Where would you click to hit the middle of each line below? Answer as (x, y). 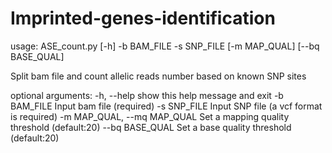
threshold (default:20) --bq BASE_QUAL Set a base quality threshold (151, 127)
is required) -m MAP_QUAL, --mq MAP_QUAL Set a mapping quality (150, 116)
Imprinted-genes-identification (143, 18)
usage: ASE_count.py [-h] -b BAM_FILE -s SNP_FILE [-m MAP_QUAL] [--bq (165, 46)
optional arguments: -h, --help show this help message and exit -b (147, 95)
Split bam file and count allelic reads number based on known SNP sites (158, 76)
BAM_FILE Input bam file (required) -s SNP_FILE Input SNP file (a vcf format (166, 106)
